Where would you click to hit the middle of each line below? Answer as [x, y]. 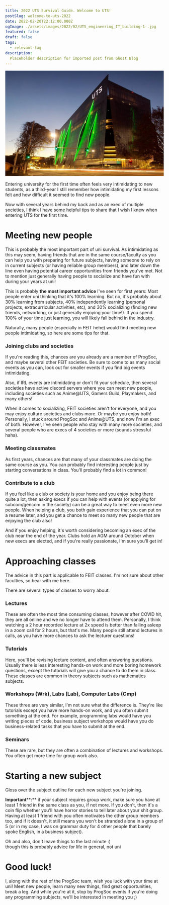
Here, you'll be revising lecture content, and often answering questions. [79, 660]
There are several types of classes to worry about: [57, 590]
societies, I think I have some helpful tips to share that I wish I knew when [81, 210]
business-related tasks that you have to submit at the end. [65, 726]
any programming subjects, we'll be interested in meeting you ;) [71, 897]
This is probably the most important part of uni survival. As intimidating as [82, 249]
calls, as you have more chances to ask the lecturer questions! [70, 636]
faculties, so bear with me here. [38, 580]
